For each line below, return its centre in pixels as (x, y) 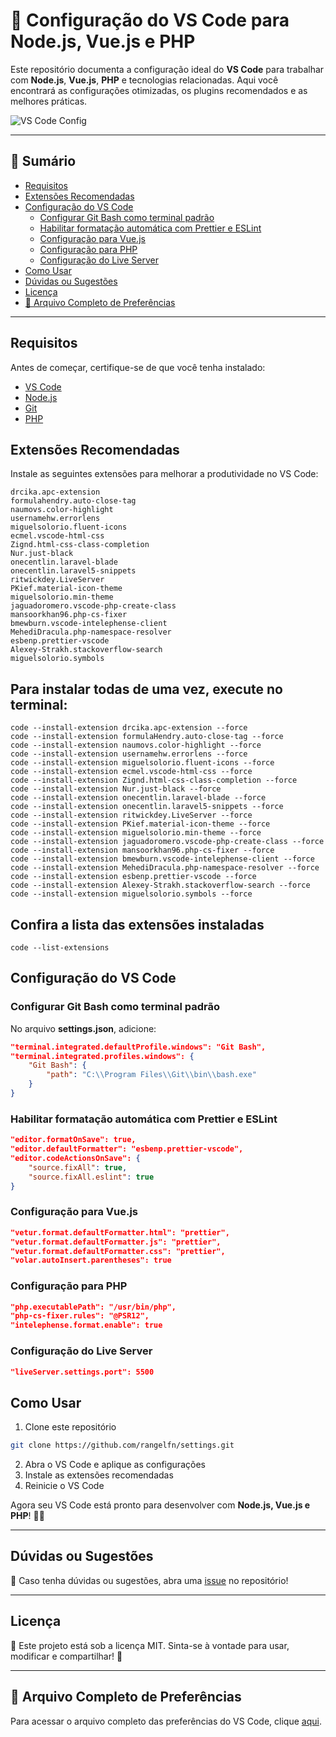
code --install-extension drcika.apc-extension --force (129, 728)
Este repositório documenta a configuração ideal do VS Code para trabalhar (167, 69)
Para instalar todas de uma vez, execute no (146, 689)
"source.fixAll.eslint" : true (91, 1177)
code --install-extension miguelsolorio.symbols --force (131, 894)
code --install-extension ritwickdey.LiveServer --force (131, 815)
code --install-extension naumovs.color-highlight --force (136, 745)
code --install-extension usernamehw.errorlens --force (129, 754)
